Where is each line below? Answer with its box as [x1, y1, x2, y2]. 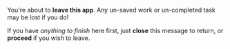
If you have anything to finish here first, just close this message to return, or [7, 27, 224, 35]
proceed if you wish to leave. [7, 34, 90, 42]
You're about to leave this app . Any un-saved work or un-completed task [7, 6, 215, 14]
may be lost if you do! [7, 13, 69, 21]
